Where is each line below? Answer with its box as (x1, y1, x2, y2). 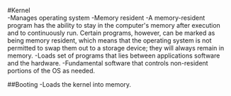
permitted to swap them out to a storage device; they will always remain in (7, 44, 225, 52)
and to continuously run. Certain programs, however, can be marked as (7, 28, 215, 37)
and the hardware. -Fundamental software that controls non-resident (7, 59, 208, 67)
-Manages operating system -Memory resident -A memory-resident (7, 14, 205, 22)
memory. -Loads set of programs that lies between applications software (7, 51, 220, 60)
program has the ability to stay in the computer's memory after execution (7, 21, 221, 29)
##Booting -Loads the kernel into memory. (7, 80, 132, 88)
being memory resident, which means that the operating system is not (7, 36, 212, 45)
